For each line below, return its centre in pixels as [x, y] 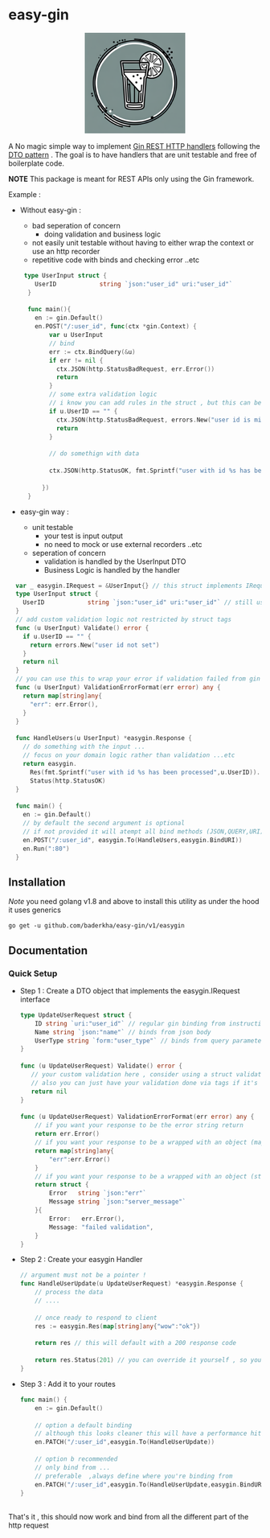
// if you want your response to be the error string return [139, 1125]
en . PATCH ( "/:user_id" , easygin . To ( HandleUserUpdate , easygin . [137, 1485]
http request [29, 1525]
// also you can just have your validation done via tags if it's [145, 1083]
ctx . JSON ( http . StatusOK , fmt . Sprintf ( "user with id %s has [150, 471]
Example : [25, 194]
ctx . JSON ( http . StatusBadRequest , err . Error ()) [135, 369]
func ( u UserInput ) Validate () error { [82, 628]
